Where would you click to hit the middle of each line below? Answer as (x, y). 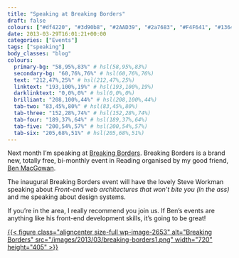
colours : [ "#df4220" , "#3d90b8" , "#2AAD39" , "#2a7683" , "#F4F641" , (110, 27)
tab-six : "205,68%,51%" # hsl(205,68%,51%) (79, 133)
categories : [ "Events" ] (43, 41)
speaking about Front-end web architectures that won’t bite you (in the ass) (118, 190)
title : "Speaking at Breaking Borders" (67, 14)
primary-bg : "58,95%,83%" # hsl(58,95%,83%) (81, 67)
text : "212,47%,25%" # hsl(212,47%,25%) (74, 80)
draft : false (27, 21)
